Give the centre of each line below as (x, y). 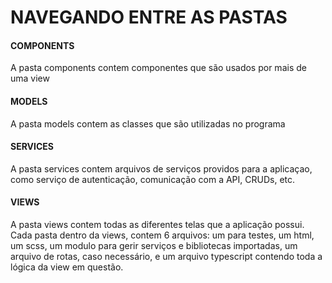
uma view (30, 78)
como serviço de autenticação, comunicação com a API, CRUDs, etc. (153, 179)
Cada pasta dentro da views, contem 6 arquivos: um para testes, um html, (162, 235)
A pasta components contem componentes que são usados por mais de (158, 68)
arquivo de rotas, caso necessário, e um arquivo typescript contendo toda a (166, 256)
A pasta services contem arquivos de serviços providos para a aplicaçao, (161, 168)
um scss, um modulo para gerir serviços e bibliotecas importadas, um (154, 245)
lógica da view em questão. (67, 267)
